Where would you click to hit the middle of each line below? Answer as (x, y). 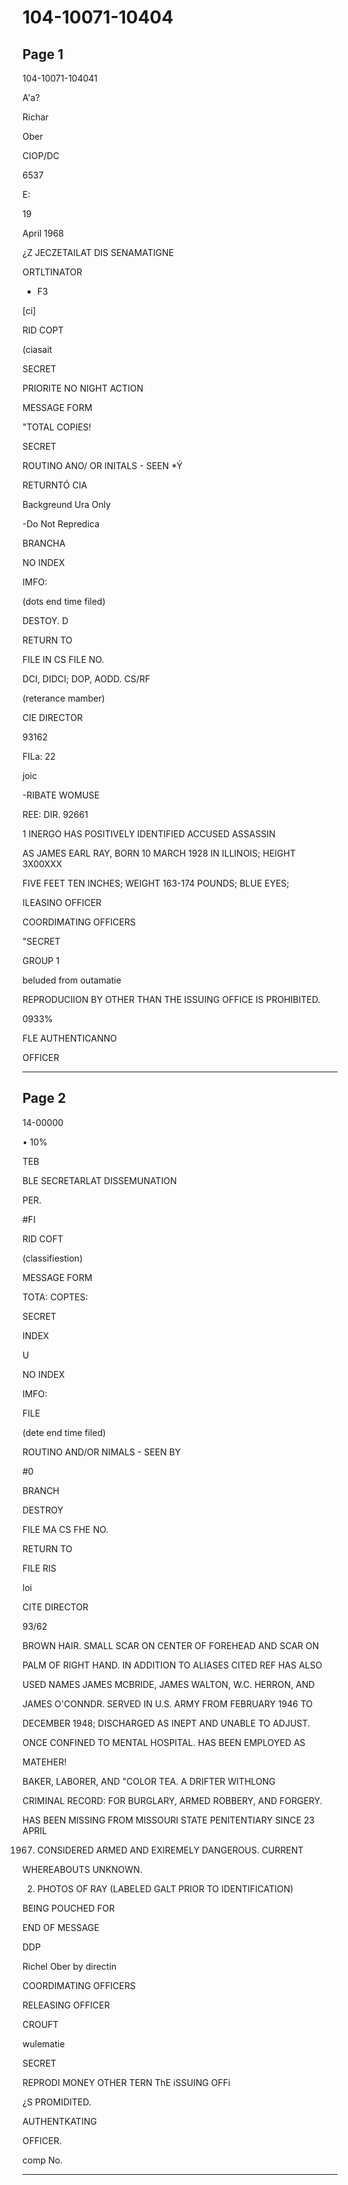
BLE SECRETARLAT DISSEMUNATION (99, 1180)
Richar (35, 117)
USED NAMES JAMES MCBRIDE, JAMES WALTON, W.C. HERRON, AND (168, 1684)
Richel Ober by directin (69, 1966)
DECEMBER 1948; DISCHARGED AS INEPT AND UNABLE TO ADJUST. (166, 1723)
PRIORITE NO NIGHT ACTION (83, 388)
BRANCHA (44, 543)
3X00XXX (42, 864)
